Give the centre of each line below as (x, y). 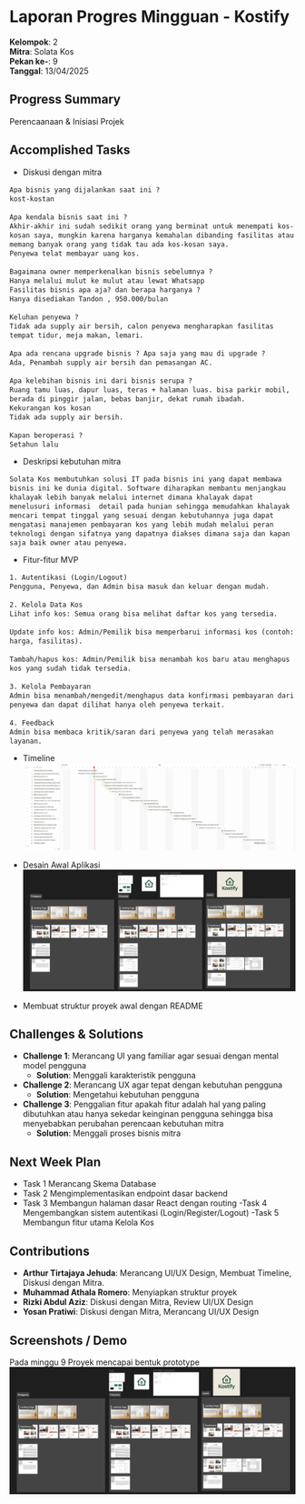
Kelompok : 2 (34, 42)
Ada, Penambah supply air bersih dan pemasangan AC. (111, 362)
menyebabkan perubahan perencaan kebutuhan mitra (123, 1124)
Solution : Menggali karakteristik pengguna (116, 1076)
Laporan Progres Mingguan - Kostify (150, 17)
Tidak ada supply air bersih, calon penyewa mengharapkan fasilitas (142, 326)
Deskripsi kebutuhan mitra (72, 461)
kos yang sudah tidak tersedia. (70, 668)
